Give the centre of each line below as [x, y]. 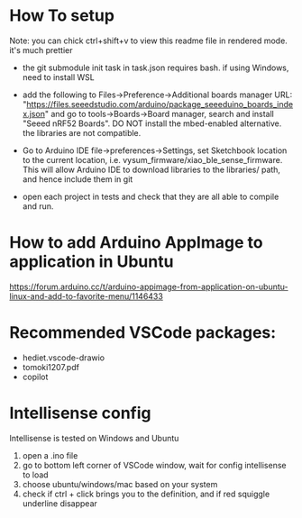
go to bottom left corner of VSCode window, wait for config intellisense [154, 465]
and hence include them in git [78, 179]
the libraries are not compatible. [82, 132]
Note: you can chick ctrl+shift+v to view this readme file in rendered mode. [149, 41]
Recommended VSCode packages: [143, 333]
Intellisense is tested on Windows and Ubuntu [94, 438]
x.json [33, 114]
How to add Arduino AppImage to [136, 243]
